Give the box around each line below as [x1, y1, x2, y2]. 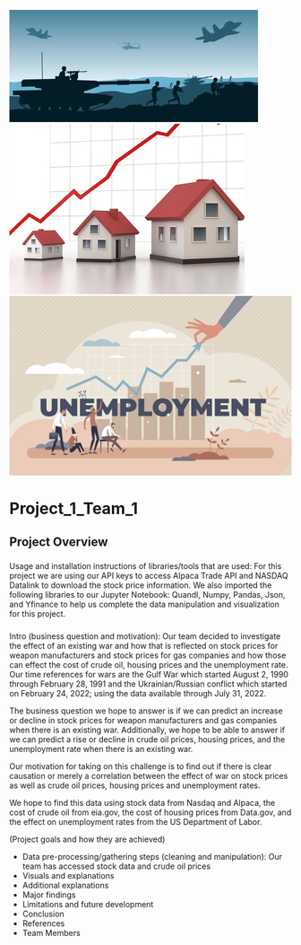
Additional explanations [21, 880, 109, 891]
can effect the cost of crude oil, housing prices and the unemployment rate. [9, 660, 288, 670]
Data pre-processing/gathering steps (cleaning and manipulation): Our [21, 852, 283, 862]
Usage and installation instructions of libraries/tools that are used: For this [9, 561, 282, 572]
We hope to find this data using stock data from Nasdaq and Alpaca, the [9, 798, 276, 809]
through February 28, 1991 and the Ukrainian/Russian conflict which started [9, 678, 288, 689]
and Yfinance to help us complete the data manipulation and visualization [9, 599, 280, 610]
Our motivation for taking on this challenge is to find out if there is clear [9, 761, 272, 772]
